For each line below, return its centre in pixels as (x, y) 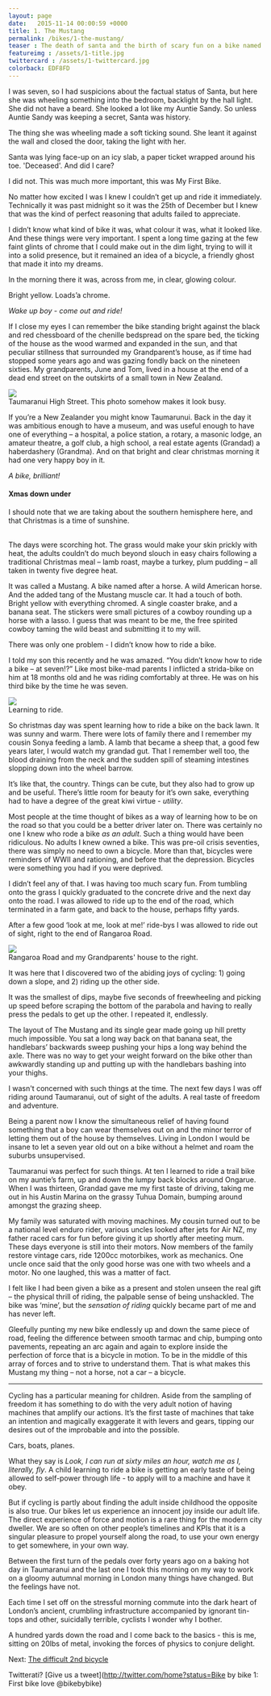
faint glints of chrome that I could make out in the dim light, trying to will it (130, 246)
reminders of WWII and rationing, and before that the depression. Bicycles (131, 859)
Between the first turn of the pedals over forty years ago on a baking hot (129, 1560)
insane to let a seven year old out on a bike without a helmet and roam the (131, 1147)
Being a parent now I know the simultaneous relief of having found (119, 1121)
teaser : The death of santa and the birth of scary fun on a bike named (135, 46)
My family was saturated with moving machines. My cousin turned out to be (134, 1221)
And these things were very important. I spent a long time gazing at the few (133, 238)
